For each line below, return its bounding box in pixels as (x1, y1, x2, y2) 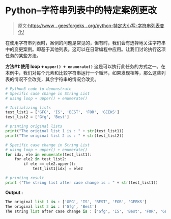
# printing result (5, 176, 44, 181)
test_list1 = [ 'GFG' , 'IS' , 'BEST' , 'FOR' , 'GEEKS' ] (5, 110, 120, 115)
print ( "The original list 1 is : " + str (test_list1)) (5, 129, 124, 134)
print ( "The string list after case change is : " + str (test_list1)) (5, 180, 158, 185)
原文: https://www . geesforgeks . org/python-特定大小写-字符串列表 (17, 22, 160, 29)
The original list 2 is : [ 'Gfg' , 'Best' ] (5, 204, 97, 209)
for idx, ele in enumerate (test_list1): (5, 152, 93, 157)
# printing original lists (5, 124, 63, 129)
